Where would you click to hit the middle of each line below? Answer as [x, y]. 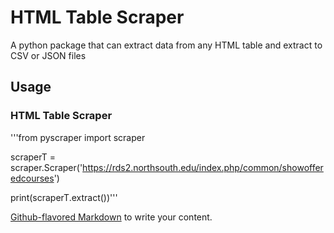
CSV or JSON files [48, 55]
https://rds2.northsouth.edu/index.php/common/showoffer [203, 167]
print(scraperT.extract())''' [64, 197]
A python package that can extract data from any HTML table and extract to [166, 45]
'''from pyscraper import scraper [78, 137]
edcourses [32, 178]
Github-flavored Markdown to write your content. [111, 217]
